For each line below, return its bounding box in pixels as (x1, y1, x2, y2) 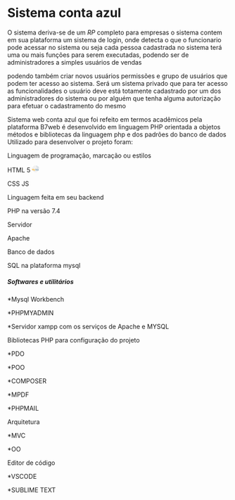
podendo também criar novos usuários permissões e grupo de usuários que (7, 72, 228, 80)
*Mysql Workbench (7, 295, 65, 303)
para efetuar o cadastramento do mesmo (7, 101, 127, 110)
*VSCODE (7, 472, 37, 480)
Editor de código (7, 459, 56, 467)
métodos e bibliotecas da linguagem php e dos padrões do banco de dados (7, 130, 227, 139)
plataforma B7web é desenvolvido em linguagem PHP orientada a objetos (7, 122, 221, 131)
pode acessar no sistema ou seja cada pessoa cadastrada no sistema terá (7, 43, 222, 51)
